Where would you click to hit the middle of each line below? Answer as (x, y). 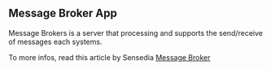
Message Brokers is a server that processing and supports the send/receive (135, 33)
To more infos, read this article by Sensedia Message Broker (109, 57)
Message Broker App (63, 13)
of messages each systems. (55, 42)
